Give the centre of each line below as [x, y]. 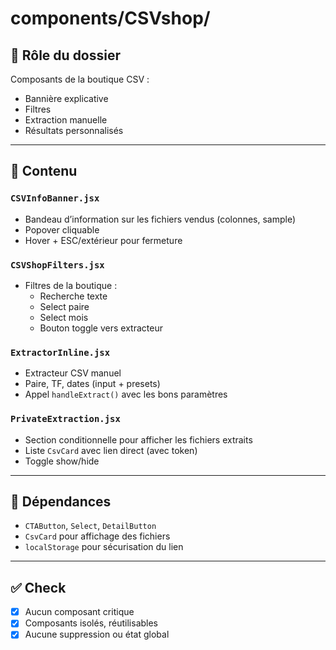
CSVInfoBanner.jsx [55, 198]
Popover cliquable [62, 229]
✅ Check [38, 587]
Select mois [64, 317]
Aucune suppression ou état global [97, 634]
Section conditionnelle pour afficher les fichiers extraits [138, 439]
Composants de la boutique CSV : [80, 79]
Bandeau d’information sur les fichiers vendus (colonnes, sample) [160, 219]
